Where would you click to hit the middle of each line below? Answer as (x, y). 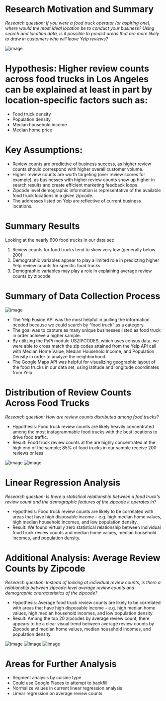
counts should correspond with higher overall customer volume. (78, 169)
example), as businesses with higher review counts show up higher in (83, 180)
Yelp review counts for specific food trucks (56, 265)
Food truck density (32, 114)
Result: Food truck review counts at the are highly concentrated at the (84, 442)
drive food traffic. (30, 437)
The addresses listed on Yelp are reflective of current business (77, 200)
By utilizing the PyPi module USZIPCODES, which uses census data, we (85, 341)
